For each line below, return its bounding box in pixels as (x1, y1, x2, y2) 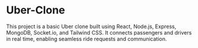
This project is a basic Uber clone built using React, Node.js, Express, (6, 23, 177, 30)
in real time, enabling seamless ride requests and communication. (6, 35, 168, 42)
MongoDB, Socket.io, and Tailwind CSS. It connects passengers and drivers (6, 29, 192, 36)
